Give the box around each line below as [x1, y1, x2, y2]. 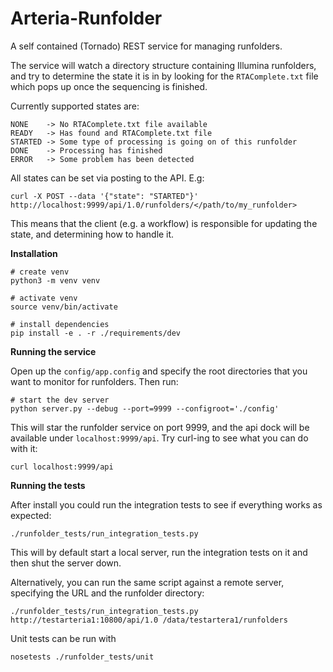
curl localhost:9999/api [10, 462, 114, 472]
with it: [10, 442, 38, 454]
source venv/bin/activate [10, 302, 118, 312]
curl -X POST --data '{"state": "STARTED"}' [10, 191, 199, 201]
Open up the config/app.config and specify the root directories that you [10, 365, 308, 377]
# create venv [10, 267, 70, 277]
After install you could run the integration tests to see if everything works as [10, 498, 323, 511]
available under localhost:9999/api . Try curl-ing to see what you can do [10, 432, 309, 444]
